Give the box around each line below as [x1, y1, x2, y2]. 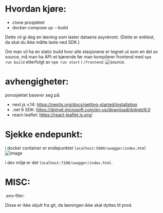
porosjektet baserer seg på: [5, 92, 61, 98]
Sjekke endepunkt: [5, 129, 83, 140]
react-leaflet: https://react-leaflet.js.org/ [12, 112, 92, 118]
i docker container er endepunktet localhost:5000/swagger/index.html [5, 145, 146, 151]
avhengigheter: [5, 76, 69, 87]
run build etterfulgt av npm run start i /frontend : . [5, 59, 126, 65]
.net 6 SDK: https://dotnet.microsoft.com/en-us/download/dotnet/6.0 [12, 106, 151, 112]
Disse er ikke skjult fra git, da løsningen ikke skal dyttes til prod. [5, 202, 133, 208]
